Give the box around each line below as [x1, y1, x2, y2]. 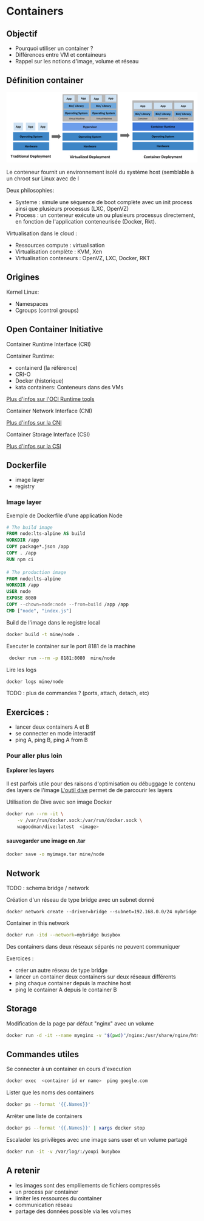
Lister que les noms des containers [6, 1089, 94, 1096]
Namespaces [15, 300, 49, 307]
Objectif [6, 29, 38, 39]
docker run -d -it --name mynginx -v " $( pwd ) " [6, 1032, 126, 1038]
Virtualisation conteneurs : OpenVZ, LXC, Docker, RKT [15, 254, 151, 261]
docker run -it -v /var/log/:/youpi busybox [6, 1148, 121, 1155]
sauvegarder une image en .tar [6, 837, 86, 844]
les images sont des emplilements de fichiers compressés [15, 1181, 161, 1189]
